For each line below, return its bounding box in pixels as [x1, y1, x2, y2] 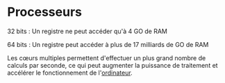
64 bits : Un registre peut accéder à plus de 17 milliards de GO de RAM [7, 40, 209, 48]
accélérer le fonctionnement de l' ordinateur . [7, 68, 133, 77]
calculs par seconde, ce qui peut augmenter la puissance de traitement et [7, 61, 218, 69]
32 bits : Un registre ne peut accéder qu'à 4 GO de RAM [7, 27, 168, 35]
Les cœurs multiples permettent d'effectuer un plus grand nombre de [7, 53, 206, 62]
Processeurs [7, 4, 82, 20]
